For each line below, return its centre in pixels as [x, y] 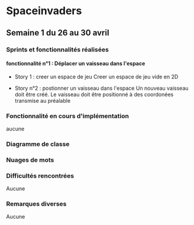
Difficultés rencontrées [40, 175]
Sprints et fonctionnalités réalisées [58, 50]
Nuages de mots [30, 159]
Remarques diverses [36, 204]
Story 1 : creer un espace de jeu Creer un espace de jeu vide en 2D [96, 76]
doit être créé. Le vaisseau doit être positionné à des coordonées [94, 94]
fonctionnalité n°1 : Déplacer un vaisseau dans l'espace [76, 64]
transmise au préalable [43, 100]
